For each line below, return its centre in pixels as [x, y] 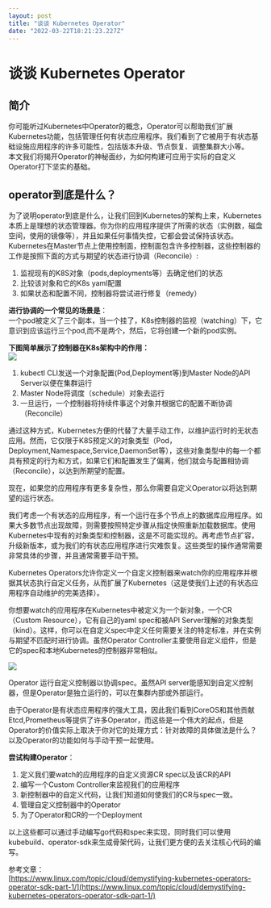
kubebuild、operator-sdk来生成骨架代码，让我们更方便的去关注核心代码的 [131, 842]
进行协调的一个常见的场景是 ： [58, 311]
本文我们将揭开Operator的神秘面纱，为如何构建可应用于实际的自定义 [122, 157]
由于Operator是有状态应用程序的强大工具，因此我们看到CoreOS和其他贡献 [132, 710]
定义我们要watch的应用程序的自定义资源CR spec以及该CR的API [125, 775]
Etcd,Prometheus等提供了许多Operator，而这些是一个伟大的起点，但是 [126, 720]
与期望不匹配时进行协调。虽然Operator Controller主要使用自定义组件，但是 [132, 640]
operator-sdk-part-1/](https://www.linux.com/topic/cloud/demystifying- [127, 887]
